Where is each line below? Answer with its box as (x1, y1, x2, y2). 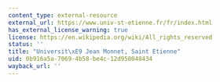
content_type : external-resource (8, 11, 118, 20)
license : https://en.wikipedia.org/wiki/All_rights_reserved (8, 33, 213, 41)
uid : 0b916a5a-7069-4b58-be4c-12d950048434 (8, 55, 153, 63)
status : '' (8, 41, 44, 48)
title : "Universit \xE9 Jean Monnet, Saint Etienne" (8, 48, 181, 55)
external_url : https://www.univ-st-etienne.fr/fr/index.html (8, 19, 213, 27)
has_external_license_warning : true (8, 26, 128, 34)
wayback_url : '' (8, 62, 61, 70)
